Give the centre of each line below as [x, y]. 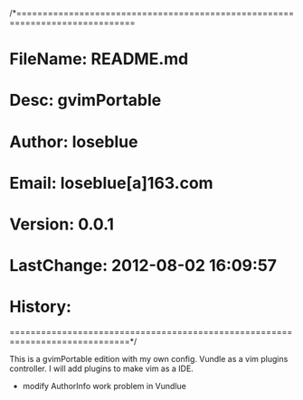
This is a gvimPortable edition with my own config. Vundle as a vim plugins [149, 359]
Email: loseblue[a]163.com [112, 183]
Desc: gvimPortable [85, 101]
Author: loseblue [74, 141]
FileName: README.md [99, 59]
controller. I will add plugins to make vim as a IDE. [102, 368]
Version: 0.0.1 [62, 224]
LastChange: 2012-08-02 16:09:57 [143, 266]
